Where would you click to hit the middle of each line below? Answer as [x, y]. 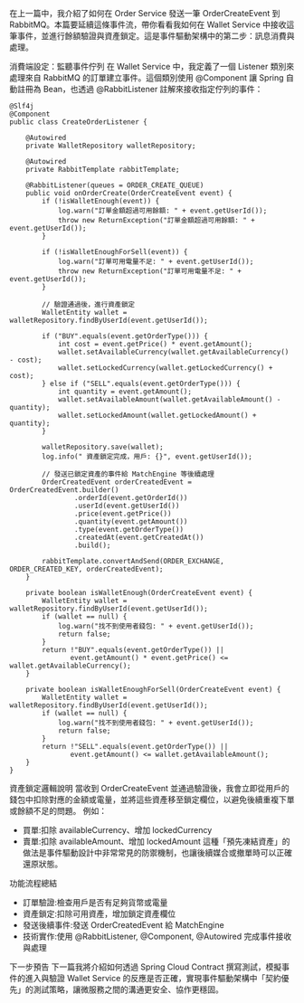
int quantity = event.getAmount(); [125, 392]
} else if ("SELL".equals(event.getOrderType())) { [142, 383]
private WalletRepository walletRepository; [111, 146]
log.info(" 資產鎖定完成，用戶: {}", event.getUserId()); [147, 457]
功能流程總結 [33, 883]
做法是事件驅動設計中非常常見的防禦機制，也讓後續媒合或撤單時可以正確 [157, 852]
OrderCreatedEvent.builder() [64, 490]
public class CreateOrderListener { [78, 122]
